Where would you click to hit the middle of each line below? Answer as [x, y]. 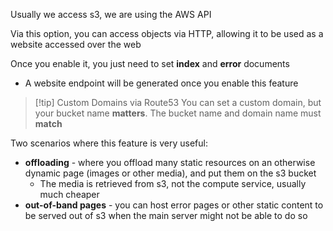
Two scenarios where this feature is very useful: [109, 143]
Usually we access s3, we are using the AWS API [111, 14]
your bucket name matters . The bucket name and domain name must [178, 113]
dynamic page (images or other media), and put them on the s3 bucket [170, 173]
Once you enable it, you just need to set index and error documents [150, 63]
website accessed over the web [76, 44]
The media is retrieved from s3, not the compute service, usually [173, 183]
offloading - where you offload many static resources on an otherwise [170, 162]
